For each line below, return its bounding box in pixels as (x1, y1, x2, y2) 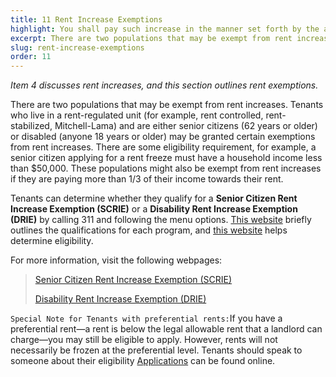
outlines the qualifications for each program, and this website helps (10, 224, 288, 236)
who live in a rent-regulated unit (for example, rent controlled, (10, 109, 264, 121)
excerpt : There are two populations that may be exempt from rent (10, 33, 293, 43)
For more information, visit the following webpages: (10, 254, 223, 266)
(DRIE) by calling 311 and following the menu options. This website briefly (10, 214, 312, 226)
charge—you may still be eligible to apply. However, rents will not (10, 334, 278, 346)
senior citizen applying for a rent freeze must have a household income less (10, 152, 323, 164)
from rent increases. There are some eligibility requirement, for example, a (10, 141, 317, 153)
